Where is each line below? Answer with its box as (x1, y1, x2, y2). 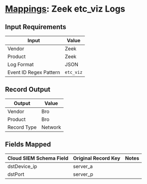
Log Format (7, 61, 34, 67)
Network (41, 124, 61, 131)
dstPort (7, 171, 24, 178)
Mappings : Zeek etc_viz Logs (5, 3, 126, 15)
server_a (73, 163, 93, 169)
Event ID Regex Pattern (7, 69, 60, 76)
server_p (73, 171, 93, 178)
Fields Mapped (5, 140, 51, 149)
